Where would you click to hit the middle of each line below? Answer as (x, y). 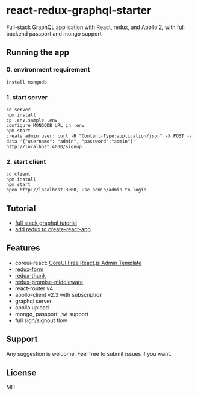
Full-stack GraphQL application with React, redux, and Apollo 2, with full (95, 27)
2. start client (26, 161)
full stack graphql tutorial (46, 223)
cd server (19, 110)
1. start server (27, 97)
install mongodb (26, 82)
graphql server (33, 301)
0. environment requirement (48, 70)
